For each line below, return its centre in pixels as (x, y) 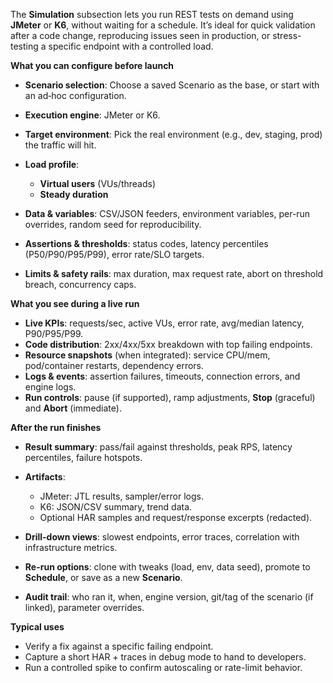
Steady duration (74, 194)
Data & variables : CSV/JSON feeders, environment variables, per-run (167, 213)
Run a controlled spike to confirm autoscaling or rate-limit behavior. (163, 667)
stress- (287, 35)
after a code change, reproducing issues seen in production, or (140, 35)
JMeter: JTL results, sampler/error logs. (121, 496)
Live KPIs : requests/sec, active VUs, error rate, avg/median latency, (164, 323)
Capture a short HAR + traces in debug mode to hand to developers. (165, 657)
